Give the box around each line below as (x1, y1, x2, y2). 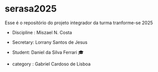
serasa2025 (5, 3, 57, 15)
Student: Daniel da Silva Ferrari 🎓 (12, 49, 84, 55)
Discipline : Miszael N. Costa (12, 29, 72, 35)
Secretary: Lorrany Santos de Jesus (12, 39, 87, 45)
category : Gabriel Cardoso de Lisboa (12, 61, 91, 67)
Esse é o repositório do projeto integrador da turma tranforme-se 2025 (5, 20, 153, 26)
